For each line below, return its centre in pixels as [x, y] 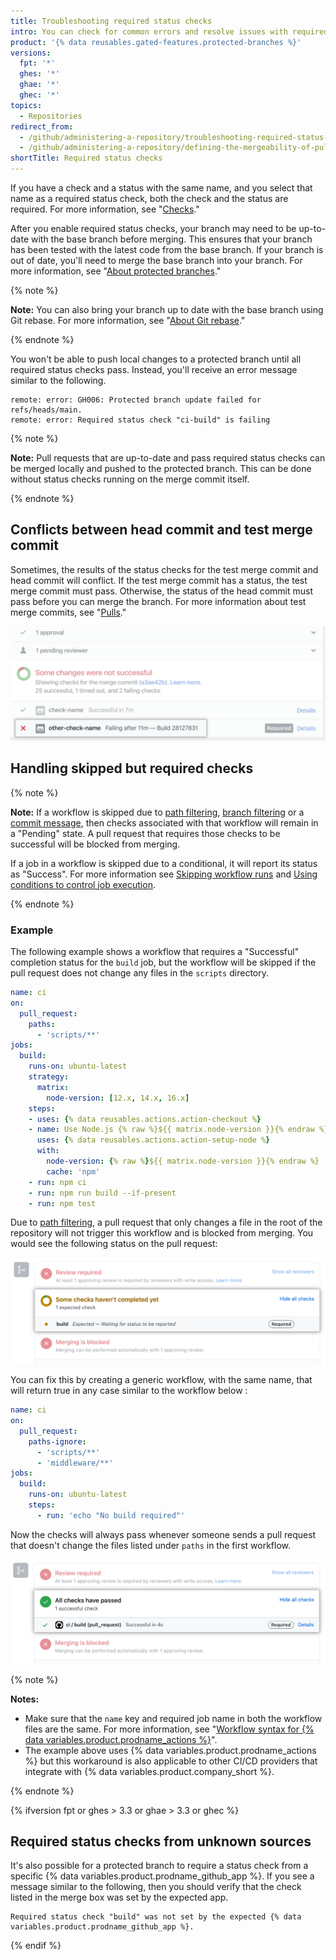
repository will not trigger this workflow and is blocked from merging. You [162, 1233]
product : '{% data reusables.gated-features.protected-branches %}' [156, 42]
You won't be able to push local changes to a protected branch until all [156, 359]
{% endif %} [36, 1946]
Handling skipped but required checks [132, 768]
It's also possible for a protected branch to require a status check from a [159, 1866]
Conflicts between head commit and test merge [161, 530]
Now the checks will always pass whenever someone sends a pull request [163, 1534]
